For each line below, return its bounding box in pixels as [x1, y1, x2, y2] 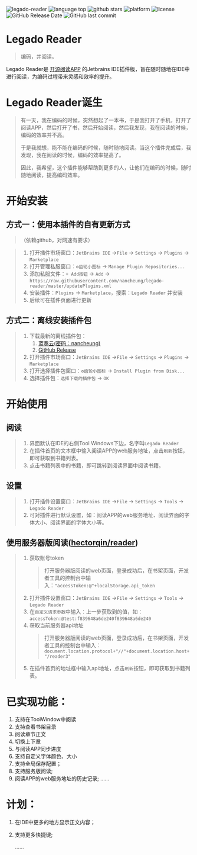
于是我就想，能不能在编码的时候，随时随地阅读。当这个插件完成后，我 [20, 144, 192, 151]
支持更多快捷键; [14, 831, 53, 838]
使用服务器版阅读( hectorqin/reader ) [6, 538, 139, 548]
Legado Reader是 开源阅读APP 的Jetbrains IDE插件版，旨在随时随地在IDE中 [6, 65, 190, 72]
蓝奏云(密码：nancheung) [38, 339, 101, 346]
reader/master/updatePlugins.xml [29, 283, 112, 289]
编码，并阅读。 [20, 53, 57, 60]
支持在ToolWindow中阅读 [14, 716, 77, 723]
